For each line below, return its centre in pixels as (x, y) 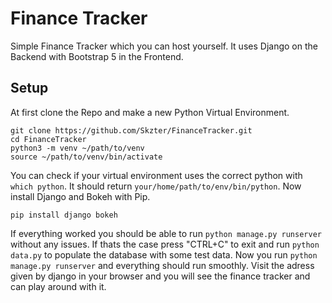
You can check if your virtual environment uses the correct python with (156, 175)
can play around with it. (58, 286)
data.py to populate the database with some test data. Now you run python (164, 254)
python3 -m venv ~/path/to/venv (77, 148)
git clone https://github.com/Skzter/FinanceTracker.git (131, 130)
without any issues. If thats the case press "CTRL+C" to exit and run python (165, 244)
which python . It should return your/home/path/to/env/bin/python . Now (156, 186)
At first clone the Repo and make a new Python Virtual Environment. (150, 112)
